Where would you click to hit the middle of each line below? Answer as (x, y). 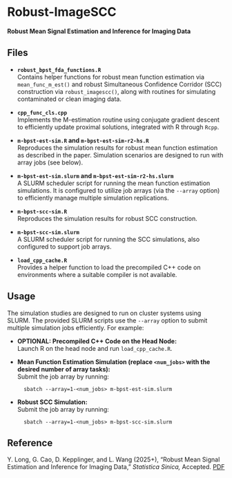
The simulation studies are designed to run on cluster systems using (104, 313)
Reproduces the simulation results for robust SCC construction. (107, 218)
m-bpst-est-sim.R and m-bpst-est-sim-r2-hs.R (83, 140)
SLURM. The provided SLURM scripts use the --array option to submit (107, 320)
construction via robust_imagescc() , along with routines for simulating (116, 91)
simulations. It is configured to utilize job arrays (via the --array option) (118, 190)
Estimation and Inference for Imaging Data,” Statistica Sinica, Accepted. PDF (116, 467)
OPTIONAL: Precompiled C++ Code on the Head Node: (97, 341)
